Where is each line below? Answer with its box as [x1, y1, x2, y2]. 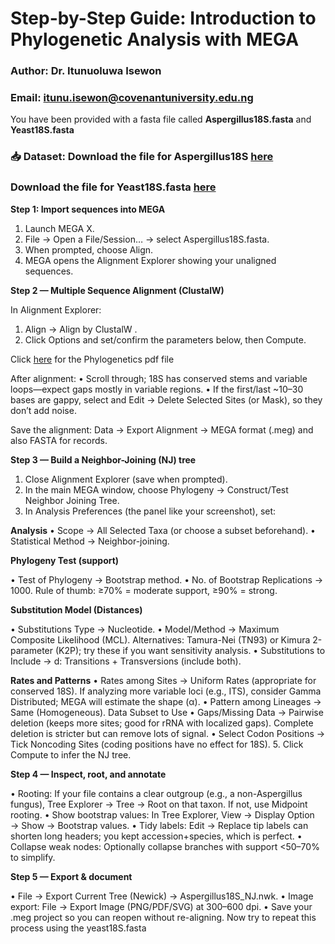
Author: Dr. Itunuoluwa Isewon [10, 64, 162, 78]
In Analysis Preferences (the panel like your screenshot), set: [24, 505, 277, 517]
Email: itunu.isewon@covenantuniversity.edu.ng [10, 91, 254, 105]
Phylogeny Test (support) [10, 554, 120, 566]
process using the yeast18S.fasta [10, 922, 147, 934]
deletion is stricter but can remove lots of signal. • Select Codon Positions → [10, 727, 326, 739]
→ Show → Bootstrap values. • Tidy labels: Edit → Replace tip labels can [10, 819, 309, 831]
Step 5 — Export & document [10, 870, 133, 882]
